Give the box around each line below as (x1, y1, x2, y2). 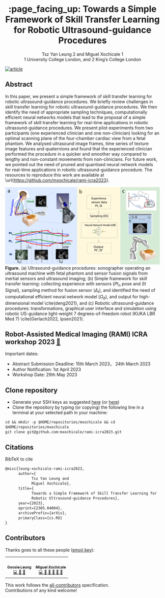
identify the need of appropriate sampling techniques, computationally (5, 109, 147, 115)
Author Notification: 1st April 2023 (12, 366, 81, 373)
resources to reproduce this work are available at (5, 172, 105, 178)
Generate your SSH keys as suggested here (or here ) (12, 399, 120, 405)
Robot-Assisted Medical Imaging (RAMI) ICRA (5, 330, 148, 339)
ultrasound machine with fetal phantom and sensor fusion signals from (5, 270, 148, 277)
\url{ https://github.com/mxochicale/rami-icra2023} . (5, 177, 110, 183)
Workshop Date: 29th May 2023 (12, 372, 78, 378)
